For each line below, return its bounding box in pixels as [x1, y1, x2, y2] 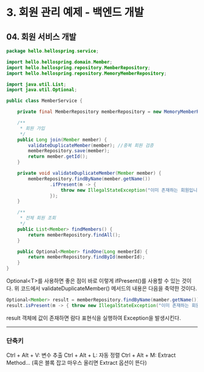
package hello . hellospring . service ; [6, 48, 99, 54]
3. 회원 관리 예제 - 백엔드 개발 [6, 5, 144, 19]
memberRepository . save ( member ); [28, 148, 110, 154]
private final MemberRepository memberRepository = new [17, 109, 162, 115]
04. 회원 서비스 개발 [6, 32, 77, 42]
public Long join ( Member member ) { [17, 137, 107, 143]
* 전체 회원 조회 [19, 215, 56, 222]
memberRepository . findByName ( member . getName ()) [28, 175, 151, 182]
